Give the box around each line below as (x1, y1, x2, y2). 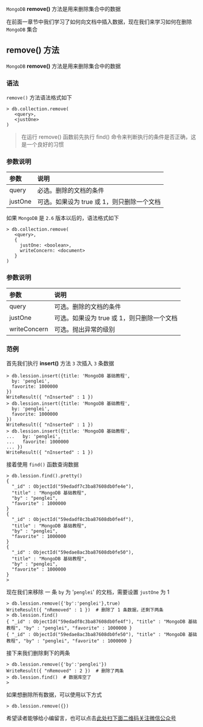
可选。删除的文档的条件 (54, 302, 121, 311)
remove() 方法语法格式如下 (6, 94, 73, 101)
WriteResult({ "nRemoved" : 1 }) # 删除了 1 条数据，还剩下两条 (6, 607, 164, 613)
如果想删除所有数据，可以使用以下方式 (6, 691, 102, 698)
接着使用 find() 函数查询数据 (6, 461, 79, 468)
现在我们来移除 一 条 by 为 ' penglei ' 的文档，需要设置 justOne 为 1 (6, 588, 170, 596)
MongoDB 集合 (6, 26, 38, 33)
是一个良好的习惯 (21, 141, 64, 148)
